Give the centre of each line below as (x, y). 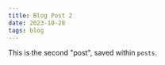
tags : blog (26, 30)
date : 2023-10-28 (37, 23)
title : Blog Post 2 (40, 15)
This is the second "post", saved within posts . (82, 53)
